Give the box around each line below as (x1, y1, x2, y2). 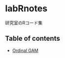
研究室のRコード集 (5, 20, 43, 26)
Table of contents (5, 34, 60, 43)
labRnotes (5, 3, 48, 14)
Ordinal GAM (12, 47, 38, 53)
